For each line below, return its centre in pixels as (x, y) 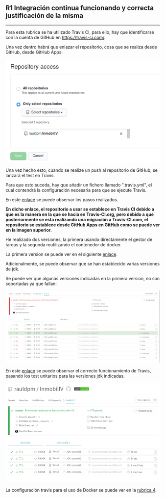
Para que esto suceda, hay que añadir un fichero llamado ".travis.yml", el (79, 185)
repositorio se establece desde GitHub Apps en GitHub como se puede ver (83, 225)
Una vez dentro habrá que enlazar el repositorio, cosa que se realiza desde (81, 47)
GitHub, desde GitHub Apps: (34, 52)
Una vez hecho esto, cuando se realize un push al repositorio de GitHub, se (82, 170)
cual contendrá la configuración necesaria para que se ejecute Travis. (76, 190)
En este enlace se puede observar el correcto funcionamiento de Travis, (78, 371)
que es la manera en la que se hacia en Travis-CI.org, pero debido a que (80, 214)
